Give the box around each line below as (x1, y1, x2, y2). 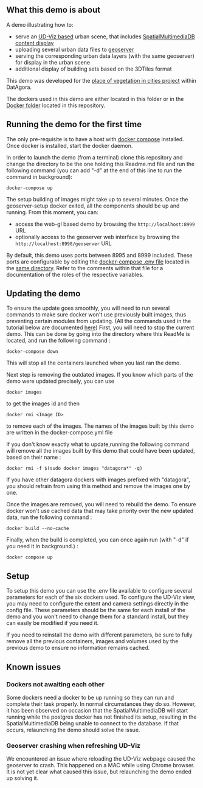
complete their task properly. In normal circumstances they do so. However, (6, 700, 196, 708)
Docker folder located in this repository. (6, 102, 106, 109)
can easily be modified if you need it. (6, 619, 99, 627)
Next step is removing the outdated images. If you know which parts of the (6, 371, 193, 378)
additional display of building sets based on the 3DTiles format (15, 65, 172, 72)
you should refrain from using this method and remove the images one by (6, 483, 190, 490)
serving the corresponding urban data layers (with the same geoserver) (15, 52, 194, 60)
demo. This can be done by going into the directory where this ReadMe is (6, 330, 190, 338)
